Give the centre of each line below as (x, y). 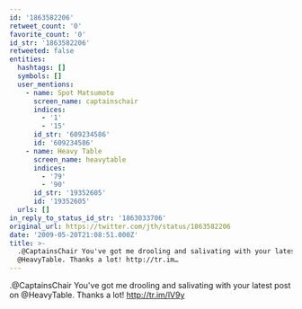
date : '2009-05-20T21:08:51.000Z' (74, 234)
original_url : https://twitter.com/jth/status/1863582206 (120, 226)
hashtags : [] (42, 68)
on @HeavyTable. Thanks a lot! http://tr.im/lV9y (97, 295)
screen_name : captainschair (86, 101)
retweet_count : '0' (46, 26)
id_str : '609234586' (71, 135)
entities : (28, 59)
